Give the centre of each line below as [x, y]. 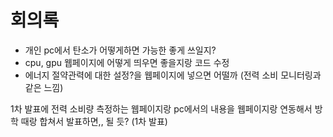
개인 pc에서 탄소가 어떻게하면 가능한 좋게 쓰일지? [120, 50]
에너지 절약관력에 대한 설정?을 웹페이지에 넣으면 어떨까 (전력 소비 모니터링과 [173, 75]
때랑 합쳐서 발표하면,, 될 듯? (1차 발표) [94, 121]
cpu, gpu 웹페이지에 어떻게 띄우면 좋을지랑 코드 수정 [127, 62]
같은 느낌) [44, 87]
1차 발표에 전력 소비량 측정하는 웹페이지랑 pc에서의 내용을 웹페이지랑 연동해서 [161, 108]
